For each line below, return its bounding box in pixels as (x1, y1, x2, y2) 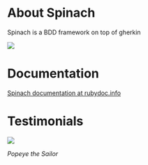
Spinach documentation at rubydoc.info (7, 89, 121, 97)
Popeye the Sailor (7, 149, 59, 158)
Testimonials (7, 113, 84, 129)
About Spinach (7, 5, 96, 21)
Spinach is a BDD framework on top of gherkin (7, 28, 141, 36)
